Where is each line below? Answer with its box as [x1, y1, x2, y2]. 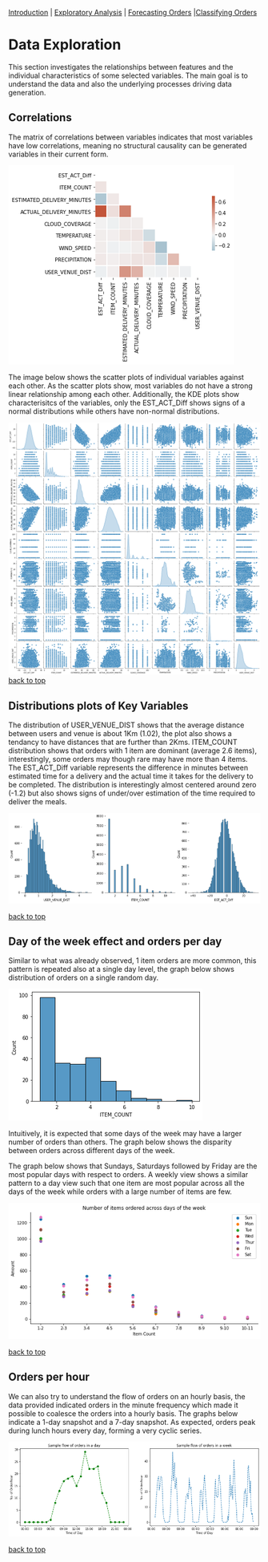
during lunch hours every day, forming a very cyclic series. [8, 1426, 202, 1435]
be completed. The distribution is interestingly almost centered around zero [8, 780, 257, 790]
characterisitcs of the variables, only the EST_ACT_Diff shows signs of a [8, 398, 246, 407]
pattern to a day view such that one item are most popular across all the [8, 1179, 246, 1188]
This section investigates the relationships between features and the [8, 62, 234, 71]
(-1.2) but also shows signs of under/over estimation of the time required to [8, 788, 256, 798]
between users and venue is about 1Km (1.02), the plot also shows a [8, 729, 232, 739]
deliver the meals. [8, 797, 67, 807]
